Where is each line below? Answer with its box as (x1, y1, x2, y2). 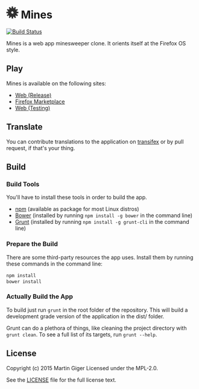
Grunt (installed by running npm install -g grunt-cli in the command (14, 218, 190, 226)
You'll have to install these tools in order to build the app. (6, 194, 148, 201)
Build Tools (6, 180, 40, 188)
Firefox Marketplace (14, 97, 65, 105)
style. (6, 46, 20, 53)
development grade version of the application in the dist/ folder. (6, 312, 165, 320)
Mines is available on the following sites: (6, 79, 107, 87)
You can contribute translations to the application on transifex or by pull (6, 138, 184, 145)
